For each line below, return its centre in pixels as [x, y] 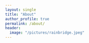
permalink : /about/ [25, 23]
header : [13, 28]
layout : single [21, 10]
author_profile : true [27, 19]
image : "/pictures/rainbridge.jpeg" [47, 33]
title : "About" [21, 14]
